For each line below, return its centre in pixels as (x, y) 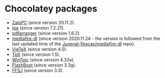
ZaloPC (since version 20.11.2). (43, 22)
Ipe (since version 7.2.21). (38, 27)
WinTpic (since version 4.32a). (43, 59)
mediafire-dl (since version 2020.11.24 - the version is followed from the (86, 38)
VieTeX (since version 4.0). (40, 49)
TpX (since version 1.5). (36, 54)
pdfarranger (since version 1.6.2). (46, 33)
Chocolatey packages (51, 9)
